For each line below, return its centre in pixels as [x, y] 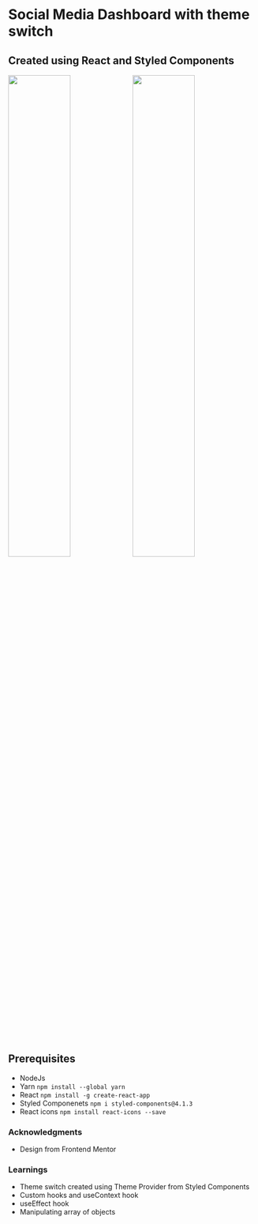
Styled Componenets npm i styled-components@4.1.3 [106, 1103]
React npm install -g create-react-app [85, 1094]
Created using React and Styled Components [122, 60]
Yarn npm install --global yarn [72, 1086]
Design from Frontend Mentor [68, 1149]
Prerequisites [42, 1059]
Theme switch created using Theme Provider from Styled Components [135, 1187]
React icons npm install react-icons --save [93, 1111]
